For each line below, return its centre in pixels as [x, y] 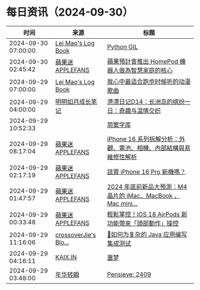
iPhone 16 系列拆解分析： [143, 139]
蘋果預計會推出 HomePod [143, 61]
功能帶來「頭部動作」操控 [143, 223]
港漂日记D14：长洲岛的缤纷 [146, 101]
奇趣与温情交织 [140, 110]
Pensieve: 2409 [129, 274]
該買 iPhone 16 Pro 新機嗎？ [146, 172]
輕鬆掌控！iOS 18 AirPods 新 [147, 214]
